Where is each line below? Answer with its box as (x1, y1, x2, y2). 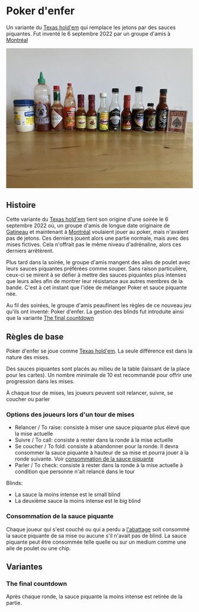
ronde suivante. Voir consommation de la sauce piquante (14, 455, 154, 462)
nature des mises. (6, 354, 50, 361)
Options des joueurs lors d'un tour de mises (6, 410, 135, 418)
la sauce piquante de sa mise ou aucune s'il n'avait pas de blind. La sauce (6, 532, 187, 539)
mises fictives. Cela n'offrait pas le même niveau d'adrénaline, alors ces (6, 241, 182, 248)
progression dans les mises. (6, 378, 75, 385)
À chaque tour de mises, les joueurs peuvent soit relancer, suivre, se (6, 389, 174, 397)
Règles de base (6, 331, 64, 342)
